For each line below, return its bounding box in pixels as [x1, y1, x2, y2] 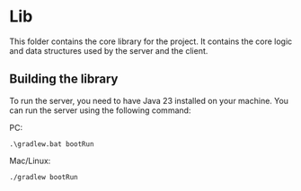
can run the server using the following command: [9, 105, 191, 116]
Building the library [9, 72, 119, 87]
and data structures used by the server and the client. [9, 45, 208, 56]
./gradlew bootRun [9, 172, 78, 181]
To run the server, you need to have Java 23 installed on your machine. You [9, 95, 289, 106]
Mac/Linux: [9, 155, 51, 166]
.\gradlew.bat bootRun [9, 139, 94, 149]
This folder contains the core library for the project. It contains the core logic [9, 36, 293, 47]
